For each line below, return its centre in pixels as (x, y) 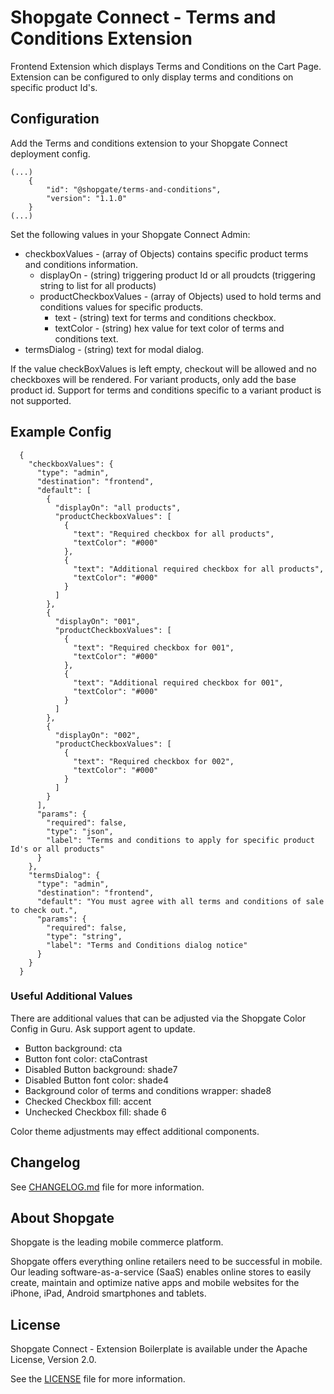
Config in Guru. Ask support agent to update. (103, 1028)
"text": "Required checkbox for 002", (154, 761)
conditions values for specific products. (121, 307)
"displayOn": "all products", (118, 507)
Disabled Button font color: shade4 (96, 1080)
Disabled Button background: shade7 (101, 1069)
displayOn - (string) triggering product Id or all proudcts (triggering (177, 275)
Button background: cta (73, 1048)
